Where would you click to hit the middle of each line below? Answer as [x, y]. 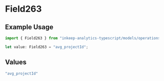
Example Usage [29, 27]
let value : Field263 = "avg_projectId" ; [47, 47]
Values [16, 62]
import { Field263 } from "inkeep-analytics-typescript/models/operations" [84, 38]
